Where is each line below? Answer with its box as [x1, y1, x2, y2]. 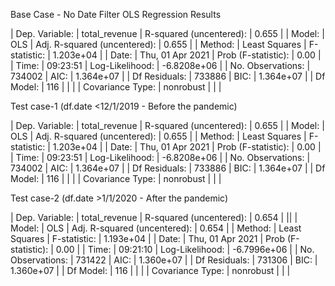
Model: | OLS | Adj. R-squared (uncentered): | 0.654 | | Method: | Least [10, 222, 302, 234]
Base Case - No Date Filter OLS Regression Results [10, 9, 222, 20]
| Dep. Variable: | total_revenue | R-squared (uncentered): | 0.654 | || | [10, 212, 298, 223]
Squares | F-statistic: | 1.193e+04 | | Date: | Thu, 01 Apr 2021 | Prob [10, 233, 285, 244]
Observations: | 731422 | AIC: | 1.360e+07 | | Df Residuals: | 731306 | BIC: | [10, 254, 318, 266]
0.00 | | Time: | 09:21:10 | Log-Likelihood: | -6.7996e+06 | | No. [55, 244, 315, 255]
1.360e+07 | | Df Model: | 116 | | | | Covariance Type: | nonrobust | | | [10, 265, 291, 276]
